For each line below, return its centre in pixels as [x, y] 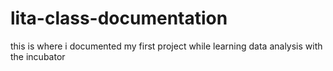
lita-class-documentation [119, 18]
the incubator [38, 56]
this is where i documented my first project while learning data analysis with [166, 46]
